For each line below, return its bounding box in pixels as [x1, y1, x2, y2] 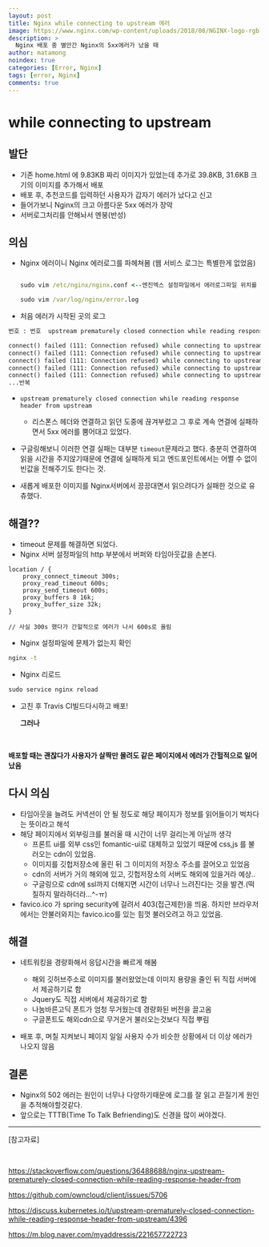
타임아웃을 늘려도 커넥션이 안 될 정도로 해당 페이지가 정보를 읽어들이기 [19, 809, 239, 819]
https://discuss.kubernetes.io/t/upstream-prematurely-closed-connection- [8, 1206, 255, 1216]
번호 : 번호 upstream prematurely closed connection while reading [8, 328, 235, 336]
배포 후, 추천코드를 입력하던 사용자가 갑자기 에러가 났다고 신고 [19, 190, 213, 199]
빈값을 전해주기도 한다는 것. [19, 464, 106, 473]
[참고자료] [8, 1135, 40, 1144]
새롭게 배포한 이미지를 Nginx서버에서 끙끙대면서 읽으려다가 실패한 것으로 [19, 481, 247, 491]
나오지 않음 [19, 1042, 55, 1052]
